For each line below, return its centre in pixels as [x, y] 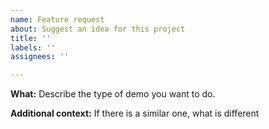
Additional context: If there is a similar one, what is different [135, 113]
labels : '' [33, 47]
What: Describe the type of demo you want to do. [113, 94]
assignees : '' [40, 57]
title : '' [31, 38]
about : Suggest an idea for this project [98, 29]
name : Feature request [57, 19]
